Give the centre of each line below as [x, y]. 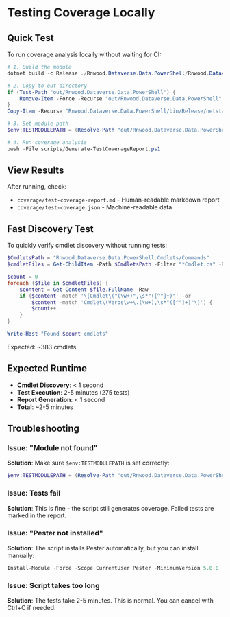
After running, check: [37, 187]
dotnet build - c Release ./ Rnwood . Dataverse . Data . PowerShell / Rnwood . [108, 73]
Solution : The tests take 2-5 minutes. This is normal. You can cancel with [111, 601]
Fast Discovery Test [50, 229]
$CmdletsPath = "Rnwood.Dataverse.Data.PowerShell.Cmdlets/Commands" [108, 258]
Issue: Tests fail [34, 493]
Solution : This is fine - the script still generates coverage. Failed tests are [111, 508]
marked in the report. [37, 515]
